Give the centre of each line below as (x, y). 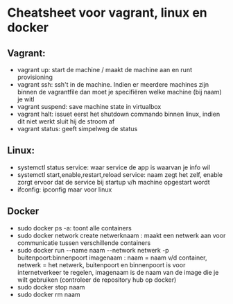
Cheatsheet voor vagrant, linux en (107, 13)
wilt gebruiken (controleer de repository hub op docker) (97, 280)
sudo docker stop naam (51, 287)
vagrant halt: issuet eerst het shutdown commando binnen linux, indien (119, 114)
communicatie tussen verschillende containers (84, 243)
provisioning (35, 77)
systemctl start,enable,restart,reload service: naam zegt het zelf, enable (120, 174)
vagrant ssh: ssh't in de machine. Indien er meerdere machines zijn (113, 84)
